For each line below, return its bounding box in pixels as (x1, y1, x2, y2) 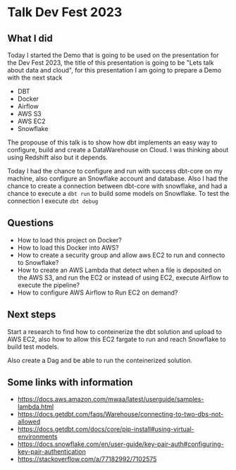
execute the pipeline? (17, 280, 80, 289)
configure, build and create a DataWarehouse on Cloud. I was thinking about (7, 146, 229, 154)
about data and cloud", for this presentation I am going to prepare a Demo (7, 66, 222, 74)
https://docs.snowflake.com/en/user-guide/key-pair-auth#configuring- (17, 440, 224, 448)
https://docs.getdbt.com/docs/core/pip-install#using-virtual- (17, 425, 195, 433)
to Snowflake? (17, 258, 59, 266)
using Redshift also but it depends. (7, 153, 108, 161)
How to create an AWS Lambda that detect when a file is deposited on (17, 266, 221, 274)
